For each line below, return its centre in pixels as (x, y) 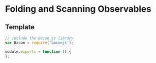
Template (20, 27)
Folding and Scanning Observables (78, 9)
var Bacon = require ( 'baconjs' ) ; (39, 42)
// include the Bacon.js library (39, 38)
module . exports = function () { (38, 52)
